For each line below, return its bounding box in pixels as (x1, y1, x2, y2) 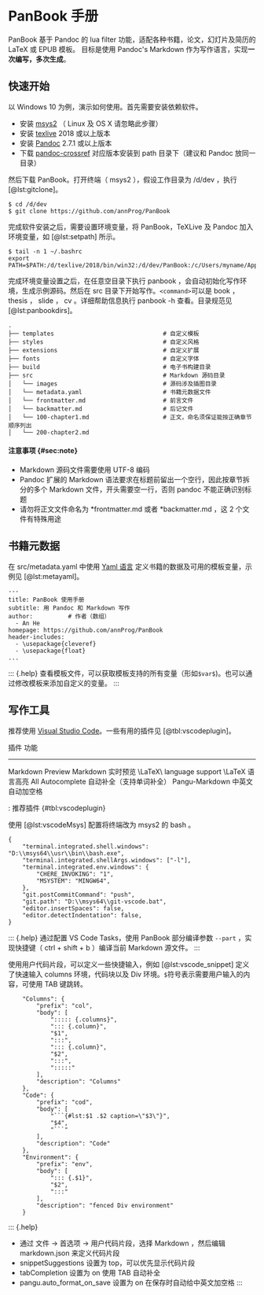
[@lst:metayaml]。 (23, 571, 84, 581)
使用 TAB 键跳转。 (28, 979, 88, 988)
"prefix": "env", (36, 1160, 93, 1168)
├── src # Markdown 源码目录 (8, 371, 225, 379)
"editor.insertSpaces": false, (22, 904, 125, 913)
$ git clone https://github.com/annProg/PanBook (8, 207, 170, 215)
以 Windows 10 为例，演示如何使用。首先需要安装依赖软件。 (8, 101, 203, 111)
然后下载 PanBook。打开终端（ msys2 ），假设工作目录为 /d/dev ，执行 (8, 175, 237, 184)
